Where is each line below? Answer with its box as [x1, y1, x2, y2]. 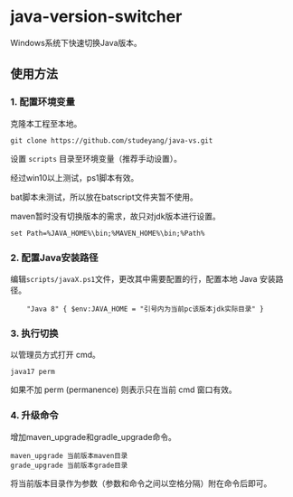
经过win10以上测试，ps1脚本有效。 [10, 172, 139, 183]
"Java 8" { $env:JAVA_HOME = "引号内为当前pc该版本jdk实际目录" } [26, 305, 265, 314]
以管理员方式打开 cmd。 [10, 350, 100, 361]
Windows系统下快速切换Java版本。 [10, 37, 143, 48]
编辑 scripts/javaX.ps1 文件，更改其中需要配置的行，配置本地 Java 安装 [10, 273, 276, 284]
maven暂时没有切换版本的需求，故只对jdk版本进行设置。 [10, 211, 221, 221]
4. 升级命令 [10, 409, 59, 422]
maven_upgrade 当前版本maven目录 [10, 451, 128, 460]
